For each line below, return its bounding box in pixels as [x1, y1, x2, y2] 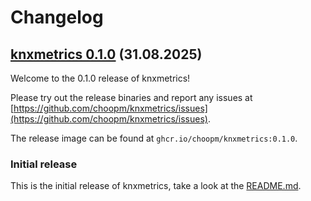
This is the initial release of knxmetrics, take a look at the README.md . [10, 180, 302, 192]
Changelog [10, 6, 104, 29]
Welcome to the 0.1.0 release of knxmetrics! [10, 72, 191, 84]
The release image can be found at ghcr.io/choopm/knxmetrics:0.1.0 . [10, 132, 298, 144]
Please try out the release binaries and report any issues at [10, 92, 253, 103]
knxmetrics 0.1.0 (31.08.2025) [10, 46, 203, 63]
